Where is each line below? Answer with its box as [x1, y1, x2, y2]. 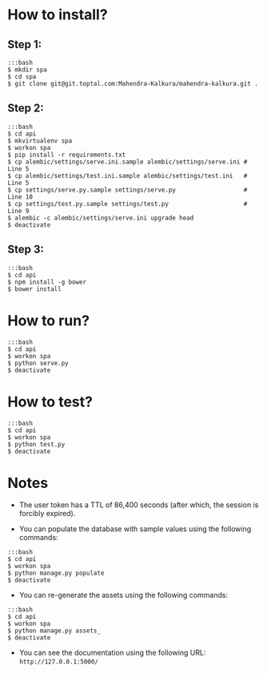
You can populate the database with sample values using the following [18, 524, 252, 534]
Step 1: [7, 38, 42, 51]
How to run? [7, 311, 90, 329]
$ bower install [7, 285, 62, 293]
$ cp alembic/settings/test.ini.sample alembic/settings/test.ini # [7, 172, 248, 180]
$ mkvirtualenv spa [7, 136, 73, 145]
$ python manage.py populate [7, 569, 105, 578]
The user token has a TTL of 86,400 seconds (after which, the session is [18, 500, 259, 510]
